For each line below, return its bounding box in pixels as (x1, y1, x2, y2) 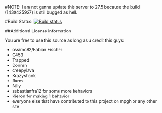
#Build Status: (5, 19, 33, 24)
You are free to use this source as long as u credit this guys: (5, 37, 125, 43)
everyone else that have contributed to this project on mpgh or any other (12, 98, 157, 104)
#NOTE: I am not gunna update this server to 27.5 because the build (5, 4, 140, 10)
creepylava (12, 67, 35, 73)
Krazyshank (12, 73, 36, 78)
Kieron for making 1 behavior (12, 93, 70, 99)
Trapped (12, 57, 29, 63)
